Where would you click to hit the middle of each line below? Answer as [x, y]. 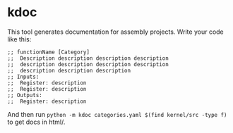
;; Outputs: [25, 95]
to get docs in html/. [36, 122]
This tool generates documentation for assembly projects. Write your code [115, 32]
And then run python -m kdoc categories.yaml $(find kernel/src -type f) [117, 114]
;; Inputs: [23, 77]
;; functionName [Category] [49, 52]
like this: [19, 39]
